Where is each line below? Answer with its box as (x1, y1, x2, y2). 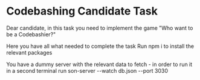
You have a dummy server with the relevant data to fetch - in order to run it (6, 61, 193, 68)
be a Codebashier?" (6, 30, 56, 38)
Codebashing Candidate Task (6, 4, 158, 18)
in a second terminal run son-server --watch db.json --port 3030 (6, 67, 168, 74)
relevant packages (6, 48, 53, 56)
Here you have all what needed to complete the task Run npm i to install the (6, 42, 195, 50)
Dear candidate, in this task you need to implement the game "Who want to (6, 24, 193, 32)
